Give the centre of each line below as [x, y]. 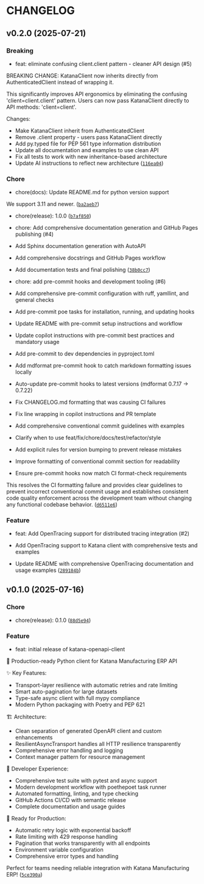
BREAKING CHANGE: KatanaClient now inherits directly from [82, 75]
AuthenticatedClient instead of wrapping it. [60, 82]
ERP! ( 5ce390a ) [24, 875]
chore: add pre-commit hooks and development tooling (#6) [90, 282]
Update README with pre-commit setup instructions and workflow [99, 324]
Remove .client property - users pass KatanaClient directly [89, 137]
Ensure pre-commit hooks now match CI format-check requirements [101, 473]
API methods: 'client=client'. [41, 107]
